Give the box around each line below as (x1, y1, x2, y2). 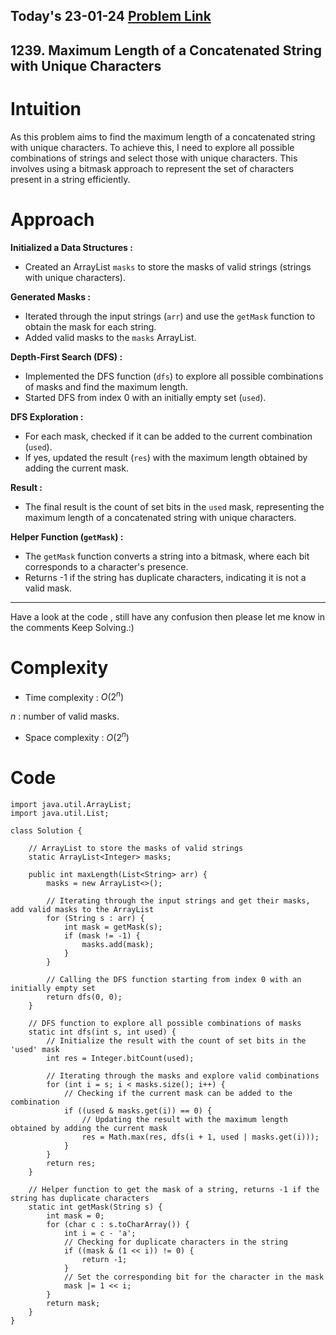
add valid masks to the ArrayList (10, 904, 155, 914)
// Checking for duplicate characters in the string (63, 1237, 288, 1247)
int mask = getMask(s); (63, 922, 163, 932)
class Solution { (10, 825, 83, 836)
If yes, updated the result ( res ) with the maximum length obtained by (24, 451, 308, 463)
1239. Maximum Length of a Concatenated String (10, 42, 322, 59)
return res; (46, 1158, 97, 1168)
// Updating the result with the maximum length (81, 1114, 288, 1124)
